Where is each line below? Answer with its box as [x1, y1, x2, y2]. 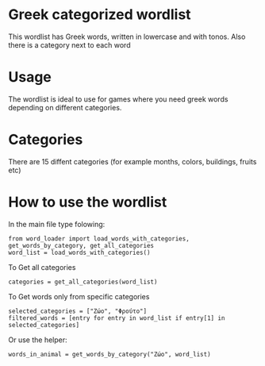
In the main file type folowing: [8, 219, 106, 229]
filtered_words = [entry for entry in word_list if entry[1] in [8, 314, 225, 322]
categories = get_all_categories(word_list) [8, 278, 158, 286]
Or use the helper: [8, 335, 67, 345]
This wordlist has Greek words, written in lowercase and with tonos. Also [8, 32, 246, 41]
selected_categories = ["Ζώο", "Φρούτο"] [8, 307, 148, 315]
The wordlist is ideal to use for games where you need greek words [8, 94, 229, 104]
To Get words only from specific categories [8, 291, 150, 301]
